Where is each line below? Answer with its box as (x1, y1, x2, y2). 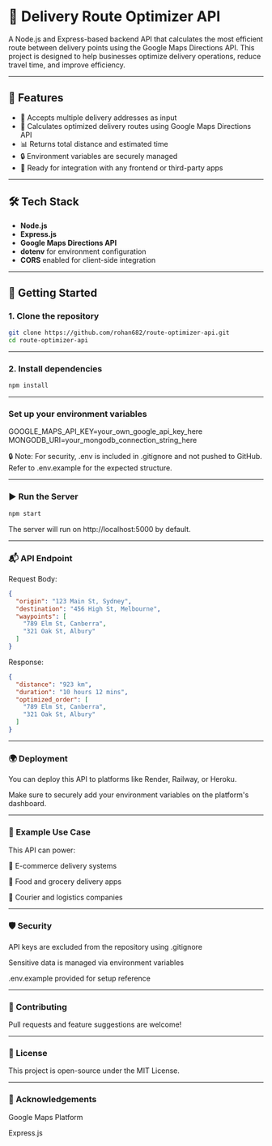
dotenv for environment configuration (19, 247, 147, 256)
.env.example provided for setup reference (8, 973, 151, 983)
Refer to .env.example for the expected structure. (8, 463, 172, 473)
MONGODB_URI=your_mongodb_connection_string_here (8, 436, 198, 445)
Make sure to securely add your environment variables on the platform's (8, 790, 249, 800)
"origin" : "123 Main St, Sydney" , (15, 597, 132, 605)
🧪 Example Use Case (8, 826, 91, 838)
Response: (8, 657, 45, 667)
